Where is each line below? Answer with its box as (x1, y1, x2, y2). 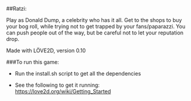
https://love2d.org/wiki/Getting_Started (14, 88, 112, 94)
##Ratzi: (6, 5, 27, 12)
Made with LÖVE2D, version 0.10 (6, 47, 86, 54)
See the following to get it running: (14, 81, 100, 89)
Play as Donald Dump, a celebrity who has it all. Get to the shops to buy (6, 17, 182, 23)
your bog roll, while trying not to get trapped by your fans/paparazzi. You (6, 23, 186, 30)
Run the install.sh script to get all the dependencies (14, 70, 141, 77)
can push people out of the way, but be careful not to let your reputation (6, 29, 184, 36)
